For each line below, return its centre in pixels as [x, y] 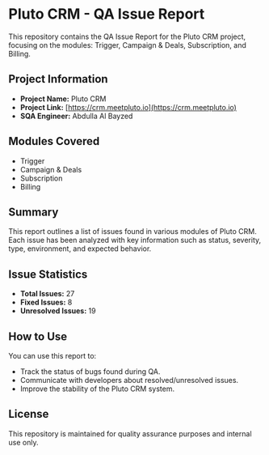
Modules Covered [54, 141]
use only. [23, 442]
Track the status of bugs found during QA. [90, 372]
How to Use [38, 336]
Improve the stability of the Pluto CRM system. [97, 389]
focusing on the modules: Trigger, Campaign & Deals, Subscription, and [127, 45]
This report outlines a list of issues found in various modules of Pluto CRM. [132, 232]
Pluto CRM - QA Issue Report [107, 14]
